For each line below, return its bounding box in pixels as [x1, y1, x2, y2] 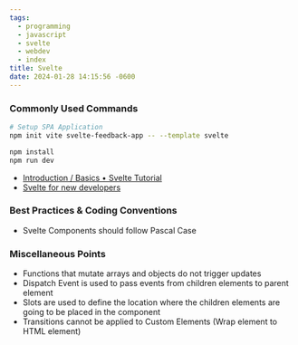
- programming [17, 22, 71, 31]
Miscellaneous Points [9, 247, 106, 260]
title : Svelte [9, 64, 63, 73]
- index [17, 55, 47, 64]
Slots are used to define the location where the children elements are [22, 297, 281, 308]
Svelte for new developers [22, 182, 121, 193]
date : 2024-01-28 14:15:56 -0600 [9, 72, 136, 81]
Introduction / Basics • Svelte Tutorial [22, 172, 163, 183]
